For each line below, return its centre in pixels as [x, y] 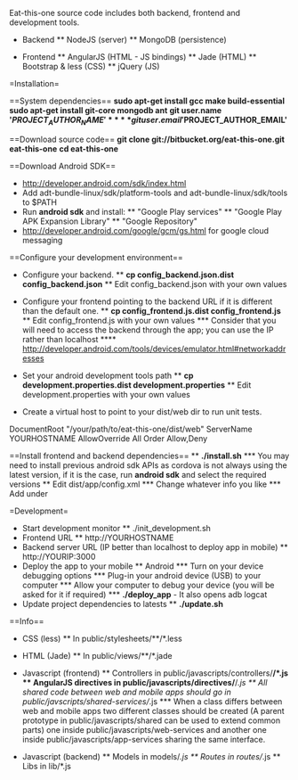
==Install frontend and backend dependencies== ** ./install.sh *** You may [149, 456]
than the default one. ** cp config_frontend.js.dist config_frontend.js [152, 310]
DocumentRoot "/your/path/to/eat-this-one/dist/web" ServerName [131, 429]
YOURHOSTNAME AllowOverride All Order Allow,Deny [109, 438]
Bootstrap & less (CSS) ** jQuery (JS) [91, 66]
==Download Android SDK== [63, 166]
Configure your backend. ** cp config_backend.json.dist [128, 275]
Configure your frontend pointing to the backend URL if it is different [147, 301]
